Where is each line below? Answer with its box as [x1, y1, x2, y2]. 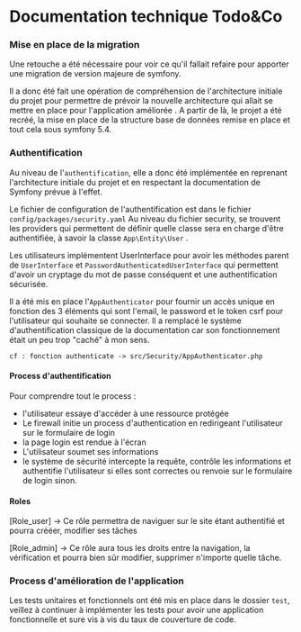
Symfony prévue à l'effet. [9, 186, 103, 197]
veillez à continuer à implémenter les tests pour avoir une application [9, 605, 264, 616]
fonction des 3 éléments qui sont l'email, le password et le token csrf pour [9, 305, 284, 316]
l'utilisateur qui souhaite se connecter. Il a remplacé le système [9, 315, 243, 326]
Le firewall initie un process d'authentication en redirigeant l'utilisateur [22, 417, 283, 429]
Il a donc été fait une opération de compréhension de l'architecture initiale [9, 86, 283, 96]
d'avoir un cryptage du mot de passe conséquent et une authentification [9, 268, 278, 280]
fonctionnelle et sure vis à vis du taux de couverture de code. [9, 614, 236, 625]
